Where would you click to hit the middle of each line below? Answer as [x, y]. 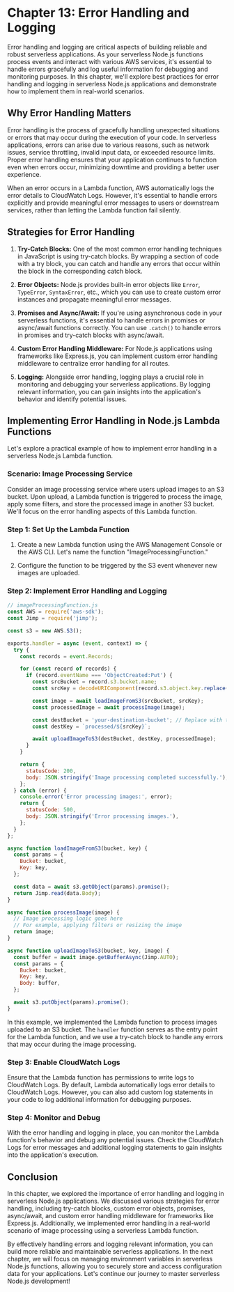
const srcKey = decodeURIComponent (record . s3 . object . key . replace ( [131, 688]
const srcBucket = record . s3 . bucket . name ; [95, 682]
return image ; [34, 932]
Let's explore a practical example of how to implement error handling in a [112, 449]
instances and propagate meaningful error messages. [94, 299]
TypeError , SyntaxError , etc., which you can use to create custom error [119, 292]
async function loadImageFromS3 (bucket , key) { [78, 848]
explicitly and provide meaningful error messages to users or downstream [113, 203]
